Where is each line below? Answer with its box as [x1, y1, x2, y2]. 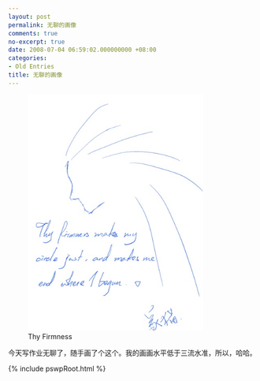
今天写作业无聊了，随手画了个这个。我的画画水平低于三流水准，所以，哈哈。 [8, 348, 257, 357]
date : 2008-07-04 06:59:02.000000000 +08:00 [8, 46, 157, 54]
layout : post [8, 13, 51, 21]
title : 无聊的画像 [8, 71, 63, 79]
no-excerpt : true [8, 38, 65, 46]
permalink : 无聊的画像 [8, 21, 77, 29]
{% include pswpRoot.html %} [8, 364, 106, 373]
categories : [8, 54, 47, 62]
